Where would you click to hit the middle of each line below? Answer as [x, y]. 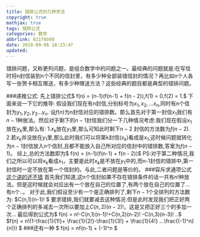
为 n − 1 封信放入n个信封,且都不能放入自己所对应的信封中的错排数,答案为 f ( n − [99, 146]
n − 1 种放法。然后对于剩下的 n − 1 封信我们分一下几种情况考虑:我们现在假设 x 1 [99, 121]
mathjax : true [24, 23]
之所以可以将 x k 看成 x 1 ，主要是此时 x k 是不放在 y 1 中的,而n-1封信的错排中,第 [100, 161]
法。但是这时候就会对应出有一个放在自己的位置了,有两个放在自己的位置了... [98, 184]
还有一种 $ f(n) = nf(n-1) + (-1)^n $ [75, 228]
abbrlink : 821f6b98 [30, 39]
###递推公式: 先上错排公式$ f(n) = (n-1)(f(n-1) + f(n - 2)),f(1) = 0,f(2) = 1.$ [96, 96]
